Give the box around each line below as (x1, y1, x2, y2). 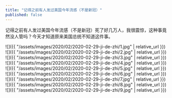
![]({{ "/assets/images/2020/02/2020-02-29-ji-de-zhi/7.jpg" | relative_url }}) (5, 76, 166, 82)
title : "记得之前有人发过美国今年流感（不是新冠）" (5, 7, 102, 13)
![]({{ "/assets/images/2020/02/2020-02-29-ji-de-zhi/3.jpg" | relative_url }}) (5, 54, 167, 60)
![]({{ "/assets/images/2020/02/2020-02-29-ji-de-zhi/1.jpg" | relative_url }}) (5, 43, 166, 50)
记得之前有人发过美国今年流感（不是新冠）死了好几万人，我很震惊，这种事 (5, 27, 162, 33)
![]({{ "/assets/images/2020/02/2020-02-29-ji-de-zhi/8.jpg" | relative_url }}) (5, 81, 167, 87)
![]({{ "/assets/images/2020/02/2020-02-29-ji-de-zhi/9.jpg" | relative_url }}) (5, 87, 167, 93)
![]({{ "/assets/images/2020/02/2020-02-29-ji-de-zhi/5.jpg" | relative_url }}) (5, 65, 166, 71)
